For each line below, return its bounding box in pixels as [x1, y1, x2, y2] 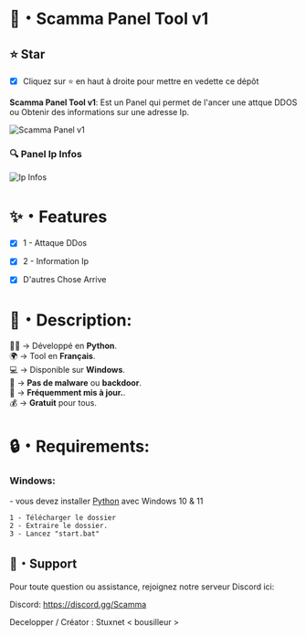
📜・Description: [9, 310, 132, 330]
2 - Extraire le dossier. [9, 521, 108, 530]
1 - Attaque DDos [22, 238, 88, 249]
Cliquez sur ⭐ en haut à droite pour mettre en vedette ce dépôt [22, 76, 259, 87]
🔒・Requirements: [9, 436, 151, 457]
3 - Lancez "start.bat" [9, 529, 100, 538]
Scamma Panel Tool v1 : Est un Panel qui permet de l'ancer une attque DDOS [9, 97, 298, 108]
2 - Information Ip [22, 256, 90, 267]
